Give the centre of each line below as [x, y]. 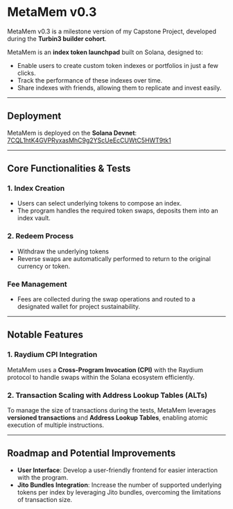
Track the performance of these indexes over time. [90, 80]
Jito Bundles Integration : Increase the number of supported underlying [119, 485]
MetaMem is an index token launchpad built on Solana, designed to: [105, 52]
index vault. [34, 218]
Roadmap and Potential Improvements [92, 453]
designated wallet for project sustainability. [79, 307]
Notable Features [45, 335]
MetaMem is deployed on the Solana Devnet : [72, 133]
